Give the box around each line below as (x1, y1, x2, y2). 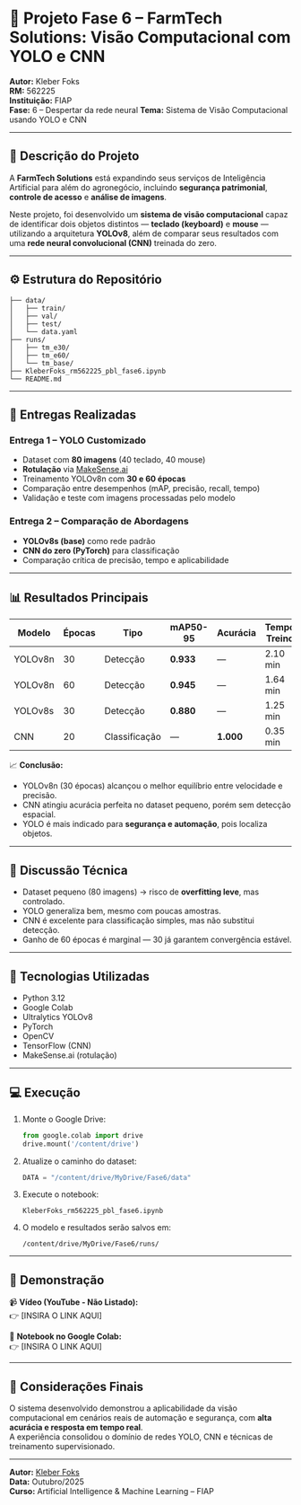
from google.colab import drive (21, 1131, 143, 1140)
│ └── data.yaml (9, 327, 78, 336)
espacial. (21, 809, 56, 820)
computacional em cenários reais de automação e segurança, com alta (9, 1413, 272, 1423)
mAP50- (169, 621, 209, 634)
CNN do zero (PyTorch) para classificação (21, 545, 180, 556)
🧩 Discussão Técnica (9, 862, 128, 878)
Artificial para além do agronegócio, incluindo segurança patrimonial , (9, 181, 268, 192)
